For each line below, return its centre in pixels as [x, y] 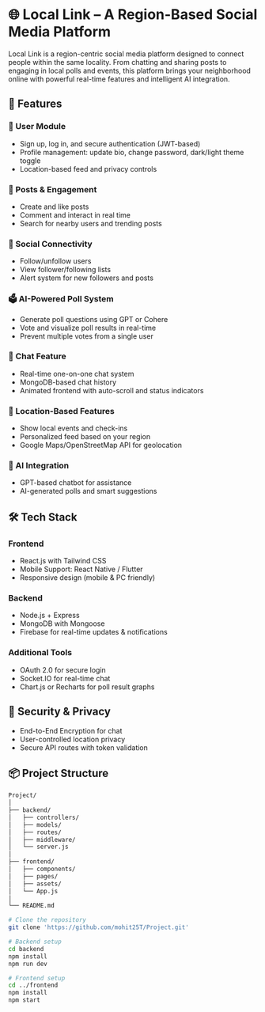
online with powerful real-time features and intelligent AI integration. [119, 79]
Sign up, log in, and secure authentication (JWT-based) [110, 143]
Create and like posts [54, 207]
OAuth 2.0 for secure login [63, 669]
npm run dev [28, 964]
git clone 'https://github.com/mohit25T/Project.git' [99, 927]
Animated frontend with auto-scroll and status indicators [112, 390]
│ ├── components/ [42, 869]
